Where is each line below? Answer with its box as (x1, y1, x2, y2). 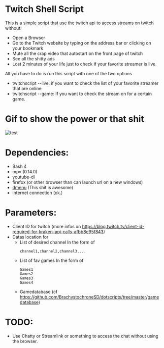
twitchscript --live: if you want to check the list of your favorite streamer (12, 80, 159, 86)
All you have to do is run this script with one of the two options (5, 70, 132, 76)
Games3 (19, 276, 33, 281)
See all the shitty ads (12, 55, 55, 61)
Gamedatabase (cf (19, 289, 58, 295)
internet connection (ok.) (12, 190, 63, 196)
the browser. (12, 338, 38, 344)
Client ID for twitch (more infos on (12, 223, 81, 229)
